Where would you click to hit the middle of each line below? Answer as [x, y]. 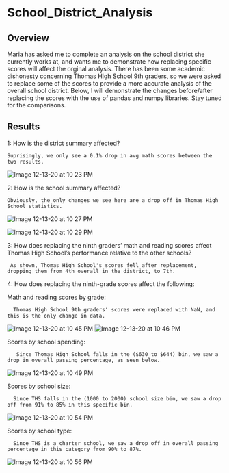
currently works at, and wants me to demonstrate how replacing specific [109, 62]
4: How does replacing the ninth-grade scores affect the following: [101, 284]
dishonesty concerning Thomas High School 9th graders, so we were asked [114, 76]
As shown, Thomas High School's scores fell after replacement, [103, 265]
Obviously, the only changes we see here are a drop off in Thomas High [113, 200]
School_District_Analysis [80, 13]
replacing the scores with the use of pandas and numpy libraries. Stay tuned [114, 98]
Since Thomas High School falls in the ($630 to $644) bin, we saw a [117, 354]
